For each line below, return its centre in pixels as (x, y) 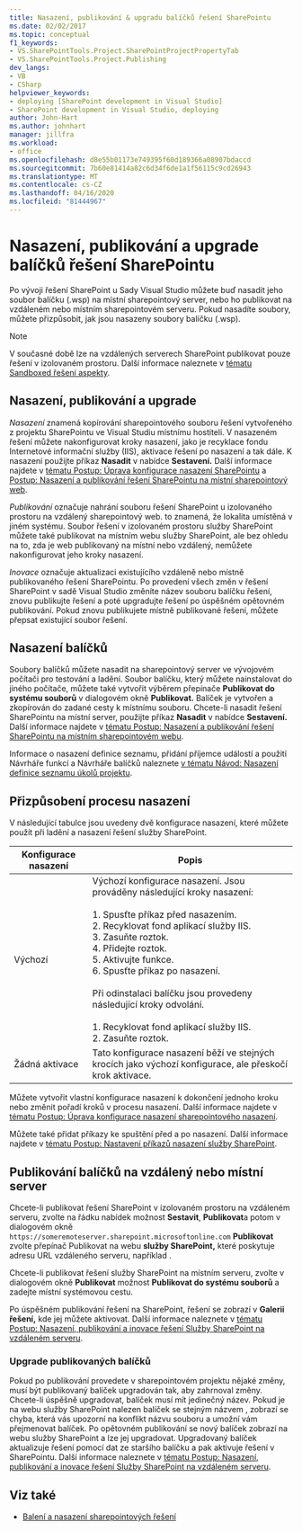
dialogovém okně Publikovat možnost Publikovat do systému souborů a (145, 1283)
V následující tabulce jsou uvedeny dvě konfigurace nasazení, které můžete (149, 823)
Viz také (33, 1495)
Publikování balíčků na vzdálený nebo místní (136, 1172)
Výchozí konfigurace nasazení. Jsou (169, 881)
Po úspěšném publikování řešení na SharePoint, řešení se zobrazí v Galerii (147, 1310)
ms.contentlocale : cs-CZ (56, 185)
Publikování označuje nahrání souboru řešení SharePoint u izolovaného (141, 507)
